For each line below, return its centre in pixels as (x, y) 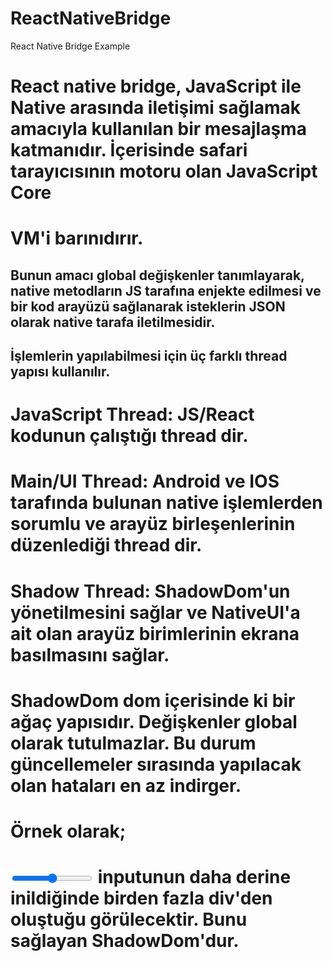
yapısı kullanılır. (60, 372)
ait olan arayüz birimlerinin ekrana (155, 633)
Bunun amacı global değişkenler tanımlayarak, (157, 275)
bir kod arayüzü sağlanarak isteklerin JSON (148, 306)
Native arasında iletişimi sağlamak (156, 108)
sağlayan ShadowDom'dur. (125, 941)
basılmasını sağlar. (90, 654)
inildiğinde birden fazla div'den (141, 898)
